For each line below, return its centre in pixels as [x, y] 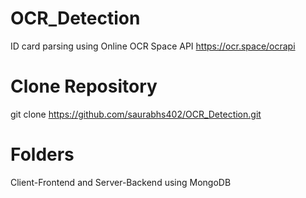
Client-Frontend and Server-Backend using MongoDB [121, 182]
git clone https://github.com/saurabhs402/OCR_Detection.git [136, 114]
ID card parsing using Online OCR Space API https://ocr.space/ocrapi [153, 46]
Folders [42, 154]
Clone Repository [84, 86]
